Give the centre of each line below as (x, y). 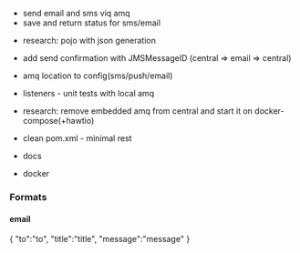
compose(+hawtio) (58, 121)
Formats (28, 197)
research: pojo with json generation (89, 40)
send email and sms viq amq (76, 13)
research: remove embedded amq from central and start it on (138, 111)
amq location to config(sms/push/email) (98, 76)
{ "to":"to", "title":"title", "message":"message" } (100, 239)
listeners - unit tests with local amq (88, 93)
